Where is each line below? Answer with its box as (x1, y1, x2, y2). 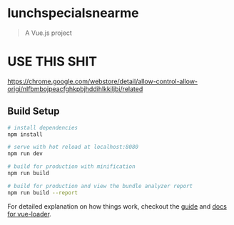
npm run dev (7, 150, 43, 157)
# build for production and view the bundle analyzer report (7, 182, 193, 189)
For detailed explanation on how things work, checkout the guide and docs (7, 202, 227, 211)
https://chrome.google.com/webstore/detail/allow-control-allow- (7, 77, 198, 85)
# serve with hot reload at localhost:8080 (7, 144, 139, 151)
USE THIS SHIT (7, 53, 98, 70)
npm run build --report (7, 189, 78, 197)
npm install (7, 130, 43, 138)
